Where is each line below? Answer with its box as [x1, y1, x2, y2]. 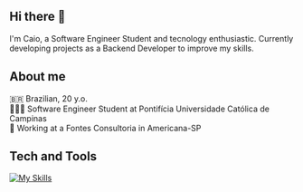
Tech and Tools [9, 149, 98, 164]
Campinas [9, 112, 47, 123]
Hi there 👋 [9, 9, 66, 24]
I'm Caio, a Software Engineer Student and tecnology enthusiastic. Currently [9, 33, 294, 43]
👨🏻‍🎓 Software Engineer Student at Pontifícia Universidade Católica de [9, 103, 270, 114]
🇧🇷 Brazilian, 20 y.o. [9, 92, 89, 104]
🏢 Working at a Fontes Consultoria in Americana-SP [9, 122, 202, 133]
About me [9, 69, 66, 84]
